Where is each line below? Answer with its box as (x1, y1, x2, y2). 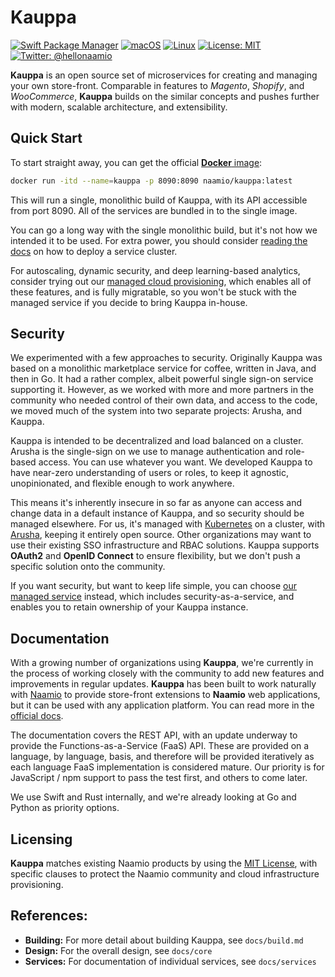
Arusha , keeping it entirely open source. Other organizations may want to (10, 529, 312, 541)
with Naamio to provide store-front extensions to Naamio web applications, (10, 689, 321, 701)
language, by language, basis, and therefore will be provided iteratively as (10, 751, 315, 763)
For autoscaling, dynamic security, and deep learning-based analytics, (10, 264, 301, 276)
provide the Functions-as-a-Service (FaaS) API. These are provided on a (10, 740, 310, 752)
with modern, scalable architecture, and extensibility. (10, 101, 228, 113)
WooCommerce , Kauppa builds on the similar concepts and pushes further (10, 90, 320, 102)
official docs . (10, 710, 64, 722)
